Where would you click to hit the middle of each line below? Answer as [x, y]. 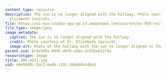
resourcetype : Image [26, 56]
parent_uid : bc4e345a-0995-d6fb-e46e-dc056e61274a [58, 51]
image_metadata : [22, 33]
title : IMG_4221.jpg [26, 60]
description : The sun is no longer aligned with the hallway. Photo [77, 14]
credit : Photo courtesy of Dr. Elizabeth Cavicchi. [64, 42]
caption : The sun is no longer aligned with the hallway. [71, 37]
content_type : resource [30, 10]
